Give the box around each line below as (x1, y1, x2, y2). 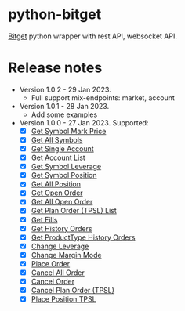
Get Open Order (31, 188, 84, 197)
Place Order (31, 259, 71, 268)
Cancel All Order (31, 268, 85, 277)
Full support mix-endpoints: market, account (31, 92, 175, 103)
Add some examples (31, 110, 98, 119)
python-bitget (8, 5, 102, 24)
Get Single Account (31, 144, 94, 154)
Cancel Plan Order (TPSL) (31, 286, 115, 295)
